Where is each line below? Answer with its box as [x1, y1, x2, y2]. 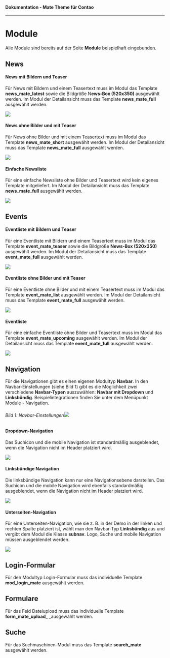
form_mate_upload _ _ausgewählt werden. [5, 613, 94, 619]
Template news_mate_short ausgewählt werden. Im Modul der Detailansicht [5, 139, 165, 145]
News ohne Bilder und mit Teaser [5, 123, 76, 129]
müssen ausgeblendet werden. [5, 536, 70, 543]
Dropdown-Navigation [5, 428, 54, 434]
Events [5, 212, 28, 221]
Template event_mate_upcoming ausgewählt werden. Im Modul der [5, 335, 147, 341]
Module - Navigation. [5, 400, 50, 406]
